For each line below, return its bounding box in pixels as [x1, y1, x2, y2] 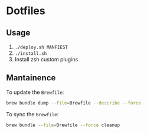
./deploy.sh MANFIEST [14, 44, 68, 50]
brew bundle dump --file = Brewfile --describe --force [6, 100, 142, 106]
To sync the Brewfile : [6, 110, 59, 117]
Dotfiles [6, 4, 45, 18]
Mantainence [6, 73, 56, 83]
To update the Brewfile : [6, 89, 64, 96]
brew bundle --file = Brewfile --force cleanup [6, 122, 120, 128]
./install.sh [14, 51, 47, 57]
